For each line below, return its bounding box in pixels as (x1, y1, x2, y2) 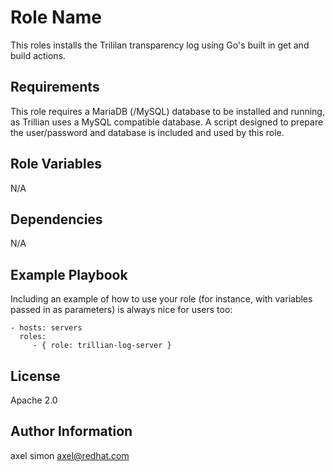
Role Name (10, 6, 102, 29)
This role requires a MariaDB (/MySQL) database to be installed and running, (10, 105, 325, 117)
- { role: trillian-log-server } (32, 341, 172, 351)
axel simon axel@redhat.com (10, 449, 130, 461)
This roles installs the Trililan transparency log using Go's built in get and (10, 39, 310, 51)
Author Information (10, 423, 133, 440)
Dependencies (10, 211, 103, 228)
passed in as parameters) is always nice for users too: (10, 304, 233, 316)
